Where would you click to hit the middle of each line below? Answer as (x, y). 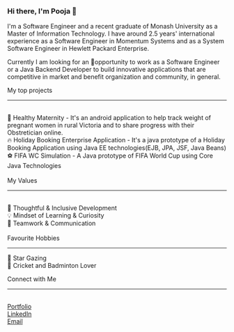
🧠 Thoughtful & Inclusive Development (62, 208)
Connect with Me (32, 279)
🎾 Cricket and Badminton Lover (52, 266)
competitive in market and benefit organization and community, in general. (114, 77)
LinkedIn (19, 314)
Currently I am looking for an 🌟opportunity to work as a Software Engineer (114, 62)
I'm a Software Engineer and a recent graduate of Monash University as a (112, 27)
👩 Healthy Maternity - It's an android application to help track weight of (109, 118)
